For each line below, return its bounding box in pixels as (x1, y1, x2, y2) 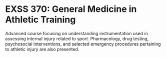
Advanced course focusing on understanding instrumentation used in (5, 30, 148, 36)
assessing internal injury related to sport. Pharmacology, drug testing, (5, 36, 149, 42)
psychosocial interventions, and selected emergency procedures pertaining (5, 41, 161, 47)
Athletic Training (5, 14, 76, 25)
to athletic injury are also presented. (5, 46, 79, 52)
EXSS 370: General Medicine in (5, 3, 137, 15)
